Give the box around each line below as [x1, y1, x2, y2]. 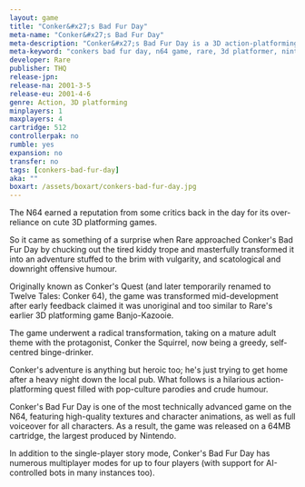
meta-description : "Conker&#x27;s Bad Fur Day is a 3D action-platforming [9, 38, 299, 48]
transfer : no [9, 156, 59, 166]
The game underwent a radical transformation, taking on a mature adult [9, 328, 277, 339]
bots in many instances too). [49, 467, 155, 478]
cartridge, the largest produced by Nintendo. [9, 431, 177, 442]
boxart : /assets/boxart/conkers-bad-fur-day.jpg [9, 183, 197, 192]
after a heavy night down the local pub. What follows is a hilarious [9, 374, 256, 385]
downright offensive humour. [9, 263, 118, 274]
